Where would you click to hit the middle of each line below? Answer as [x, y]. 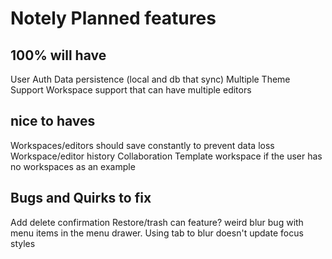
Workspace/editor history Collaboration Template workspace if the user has [166, 156]
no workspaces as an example [73, 166]
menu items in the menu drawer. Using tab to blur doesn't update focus [157, 233]
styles [23, 243]
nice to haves [53, 121]
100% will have [58, 55]
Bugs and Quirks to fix [81, 198]
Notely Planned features [113, 18]
